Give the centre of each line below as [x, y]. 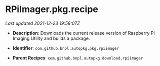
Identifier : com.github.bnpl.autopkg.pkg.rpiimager [66, 48]
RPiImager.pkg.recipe [52, 9]
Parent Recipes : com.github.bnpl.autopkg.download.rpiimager [78, 58]
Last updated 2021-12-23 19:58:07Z [43, 23]
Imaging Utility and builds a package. [51, 38]
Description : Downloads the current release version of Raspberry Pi [84, 33]
